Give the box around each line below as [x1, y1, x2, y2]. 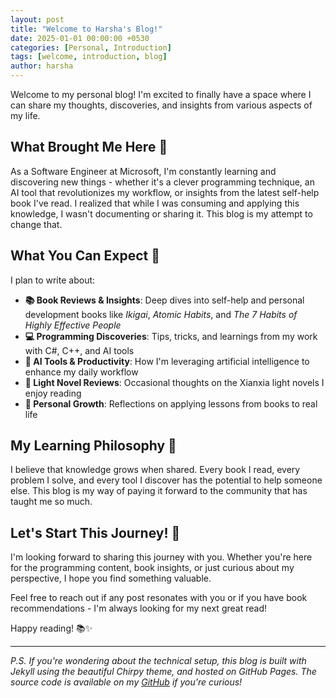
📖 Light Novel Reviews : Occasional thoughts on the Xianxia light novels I [24, 376, 325, 388]
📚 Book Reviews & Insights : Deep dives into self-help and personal [24, 294, 305, 306]
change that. [10, 218, 63, 230]
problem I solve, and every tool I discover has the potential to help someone [10, 474, 323, 486]
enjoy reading [24, 387, 82, 399]
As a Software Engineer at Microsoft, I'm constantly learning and [10, 165, 277, 177]
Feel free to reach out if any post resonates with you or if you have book [10, 592, 308, 604]
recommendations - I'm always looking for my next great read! [10, 602, 267, 615]
